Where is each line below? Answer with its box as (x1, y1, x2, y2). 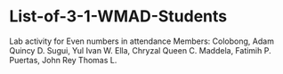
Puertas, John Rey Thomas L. (9, 54, 117, 65)
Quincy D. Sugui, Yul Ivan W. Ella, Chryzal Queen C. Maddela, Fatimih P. (9, 45, 271, 55)
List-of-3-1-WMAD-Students (9, 6, 228, 27)
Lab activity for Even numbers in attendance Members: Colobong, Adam (9, 36, 274, 46)
